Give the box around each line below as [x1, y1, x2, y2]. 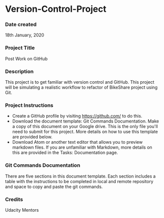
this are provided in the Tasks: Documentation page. [12, 150, 118, 156]
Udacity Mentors [5, 207, 39, 213]
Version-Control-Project [5, 3, 107, 15]
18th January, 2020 [5, 32, 44, 38]
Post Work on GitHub [5, 56, 48, 62]
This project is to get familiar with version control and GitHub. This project [5, 79, 155, 85]
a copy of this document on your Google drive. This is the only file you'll [12, 124, 158, 129]
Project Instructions [5, 102, 54, 109]
